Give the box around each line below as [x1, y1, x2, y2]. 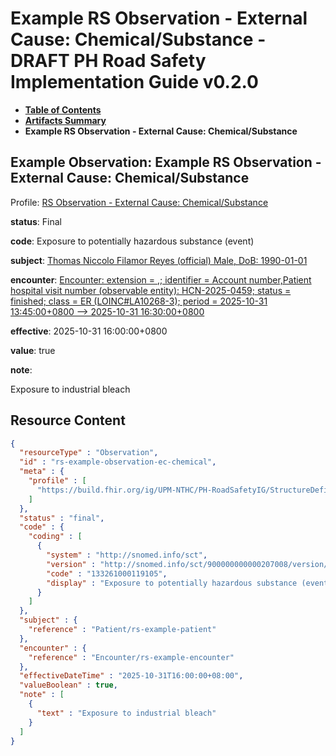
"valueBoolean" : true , [19, 680, 118, 691]
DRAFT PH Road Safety [10, 50, 207, 72]
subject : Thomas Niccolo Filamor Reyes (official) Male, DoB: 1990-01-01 [10, 254, 308, 266]
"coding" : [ [28, 532, 83, 542]
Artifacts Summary [24, 114, 107, 126]
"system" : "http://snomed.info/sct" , [46, 550, 208, 561]
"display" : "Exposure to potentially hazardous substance [46, 578, 298, 588]
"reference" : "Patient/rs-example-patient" [28, 625, 217, 635]
